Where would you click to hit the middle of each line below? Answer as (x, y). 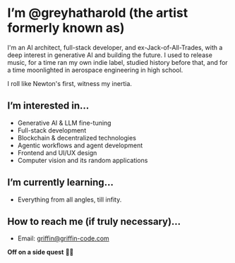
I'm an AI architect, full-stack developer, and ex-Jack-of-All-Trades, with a (115, 47)
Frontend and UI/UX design (57, 152)
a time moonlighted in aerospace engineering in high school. (95, 70)
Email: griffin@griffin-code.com (63, 238)
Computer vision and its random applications (83, 160)
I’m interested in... (48, 106)
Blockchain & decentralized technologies (77, 137)
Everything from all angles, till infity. (70, 200)
